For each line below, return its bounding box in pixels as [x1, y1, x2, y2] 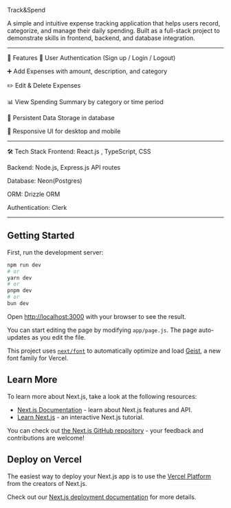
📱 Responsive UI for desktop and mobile [7, 127, 121, 135]
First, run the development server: [7, 248, 104, 256]
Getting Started [7, 230, 75, 242]
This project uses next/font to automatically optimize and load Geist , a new [7, 346, 221, 355]
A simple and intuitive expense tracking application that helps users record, [7, 19, 221, 27]
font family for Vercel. [7, 353, 69, 362]
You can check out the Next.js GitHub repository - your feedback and [7, 426, 204, 434]
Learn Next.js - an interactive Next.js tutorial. [16, 413, 144, 421]
